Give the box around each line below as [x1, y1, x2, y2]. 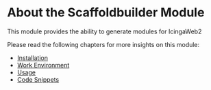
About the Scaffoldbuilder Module [7, 5, 205, 20]
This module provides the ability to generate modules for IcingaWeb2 [7, 27, 202, 35]
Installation [16, 53, 49, 62]
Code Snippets [16, 75, 60, 83]
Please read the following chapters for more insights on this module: [7, 40, 200, 48]
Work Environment [16, 61, 70, 69]
